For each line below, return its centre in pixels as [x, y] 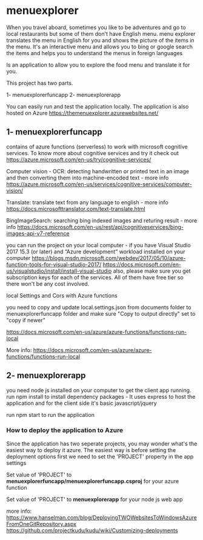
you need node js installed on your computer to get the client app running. [99, 390]
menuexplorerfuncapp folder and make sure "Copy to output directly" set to [101, 313]
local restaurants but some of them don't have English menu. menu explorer [101, 33]
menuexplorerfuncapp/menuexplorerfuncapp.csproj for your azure [93, 481]
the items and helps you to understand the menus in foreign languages [95, 53]
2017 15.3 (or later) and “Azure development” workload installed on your [96, 252]
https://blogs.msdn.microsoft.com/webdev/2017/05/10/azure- [109, 258]
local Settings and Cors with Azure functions [62, 295]
